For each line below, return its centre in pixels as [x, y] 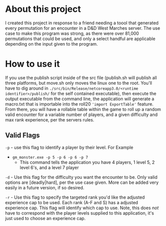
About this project [43, 9]
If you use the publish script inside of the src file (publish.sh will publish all [81, 77]
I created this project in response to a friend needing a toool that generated [82, 23]
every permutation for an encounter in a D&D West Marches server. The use [83, 28]
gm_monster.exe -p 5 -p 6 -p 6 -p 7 [50, 157]
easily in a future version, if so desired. [45, 187]
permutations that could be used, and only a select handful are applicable [80, 39]
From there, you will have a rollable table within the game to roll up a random [83, 109]
